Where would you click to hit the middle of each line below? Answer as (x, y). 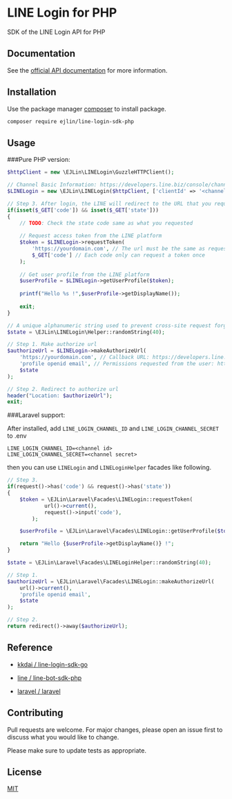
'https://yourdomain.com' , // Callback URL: (85, 358)
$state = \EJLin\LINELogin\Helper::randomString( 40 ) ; (86, 332)
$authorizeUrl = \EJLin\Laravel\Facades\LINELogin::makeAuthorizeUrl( (111, 581)
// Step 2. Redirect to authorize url (63, 389)
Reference (30, 648)
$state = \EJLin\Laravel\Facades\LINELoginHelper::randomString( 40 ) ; (109, 562)
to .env (17, 436)
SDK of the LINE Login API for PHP (56, 32)
